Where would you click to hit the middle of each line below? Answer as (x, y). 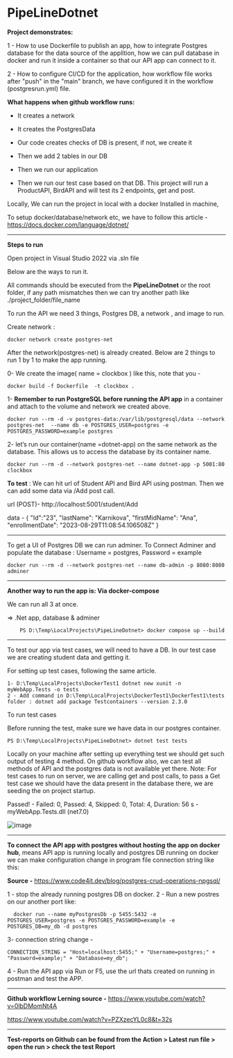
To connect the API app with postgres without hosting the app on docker (114, 845)
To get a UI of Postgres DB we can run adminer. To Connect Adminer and (112, 545)
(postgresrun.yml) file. (39, 88)
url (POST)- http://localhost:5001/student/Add (73, 504)
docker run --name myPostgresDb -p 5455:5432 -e (85, 914)
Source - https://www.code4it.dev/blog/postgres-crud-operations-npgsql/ (114, 881)
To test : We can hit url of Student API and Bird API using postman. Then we (115, 483)
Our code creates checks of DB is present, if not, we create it (104, 142)
